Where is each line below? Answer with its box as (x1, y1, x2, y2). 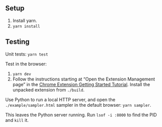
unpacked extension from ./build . (12, 87, 85, 93)
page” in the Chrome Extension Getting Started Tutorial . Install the (12, 81, 150, 88)
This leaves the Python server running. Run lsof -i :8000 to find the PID (5, 111, 157, 118)
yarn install (12, 24, 40, 29)
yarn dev (12, 71, 31, 76)
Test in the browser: (5, 61, 47, 67)
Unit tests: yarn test (5, 51, 48, 57)
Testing (5, 37, 30, 46)
